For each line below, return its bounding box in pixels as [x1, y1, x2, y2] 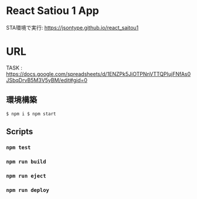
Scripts [6, 127, 33, 137]
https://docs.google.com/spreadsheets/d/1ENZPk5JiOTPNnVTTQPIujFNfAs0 [6, 70, 191, 77]
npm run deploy [6, 187, 50, 193]
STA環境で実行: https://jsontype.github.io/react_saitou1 [6, 24, 139, 31]
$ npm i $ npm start [6, 111, 57, 117]
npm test [6, 144, 31, 151]
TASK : [6, 64, 22, 71]
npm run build [6, 158, 46, 165]
